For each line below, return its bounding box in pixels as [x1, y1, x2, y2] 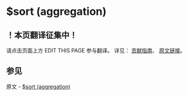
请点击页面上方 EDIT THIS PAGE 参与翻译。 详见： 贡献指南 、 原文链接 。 [6, 47, 186, 54]
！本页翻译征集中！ [6, 30, 77, 40]
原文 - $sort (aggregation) [6, 83, 71, 90]
